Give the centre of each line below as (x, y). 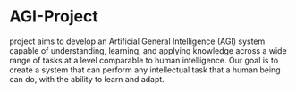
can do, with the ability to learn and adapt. (87, 79)
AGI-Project (54, 17)
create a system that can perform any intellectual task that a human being (145, 70)
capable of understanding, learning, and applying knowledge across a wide (148, 50)
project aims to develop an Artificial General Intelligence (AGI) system (137, 41)
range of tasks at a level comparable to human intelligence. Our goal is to (144, 60)
